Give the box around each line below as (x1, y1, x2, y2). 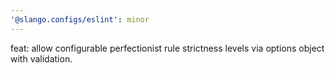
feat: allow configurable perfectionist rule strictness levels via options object (10, 42, 325, 54)
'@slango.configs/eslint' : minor (10, 14, 150, 25)
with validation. (10, 52, 73, 65)
